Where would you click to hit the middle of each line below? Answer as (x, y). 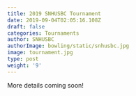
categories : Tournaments (43, 33)
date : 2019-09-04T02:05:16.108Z (54, 20)
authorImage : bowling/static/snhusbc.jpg (68, 46)
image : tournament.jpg (40, 53)
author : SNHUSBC (31, 40)
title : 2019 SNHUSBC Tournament (54, 14)
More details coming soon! (45, 85)
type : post (23, 59)
